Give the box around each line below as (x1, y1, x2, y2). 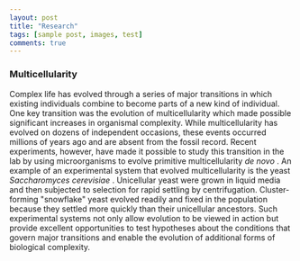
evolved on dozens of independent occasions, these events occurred (9, 127, 268, 138)
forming (9, 193, 39, 204)
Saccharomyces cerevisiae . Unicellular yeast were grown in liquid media (9, 175, 281, 185)
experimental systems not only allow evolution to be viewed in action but (9, 212, 279, 223)
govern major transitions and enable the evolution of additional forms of (9, 231, 276, 243)
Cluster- (259, 184, 290, 194)
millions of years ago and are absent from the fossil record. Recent (9, 136, 257, 147)
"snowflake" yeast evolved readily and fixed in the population (40, 193, 268, 204)
